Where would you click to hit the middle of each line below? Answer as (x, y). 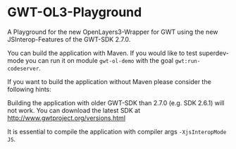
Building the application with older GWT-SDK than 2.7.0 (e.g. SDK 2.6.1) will (116, 102)
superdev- (214, 53)
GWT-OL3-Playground (75, 12)
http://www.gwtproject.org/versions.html (66, 118)
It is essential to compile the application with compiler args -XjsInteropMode (117, 131)
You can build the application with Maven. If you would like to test (103, 53)
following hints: (29, 89)
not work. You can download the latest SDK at (74, 110)
